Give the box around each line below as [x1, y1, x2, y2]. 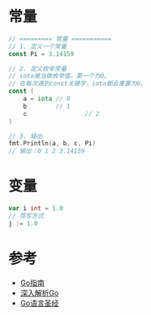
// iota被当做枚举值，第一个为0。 [8, 72, 110, 80]
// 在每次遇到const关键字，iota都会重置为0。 [8, 80, 147, 88]
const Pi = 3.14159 [8, 50, 75, 58]
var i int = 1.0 [8, 205, 63, 213]
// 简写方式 [8, 212, 45, 220]
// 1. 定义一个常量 [8, 42, 67, 50]
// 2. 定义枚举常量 [8, 64, 67, 73]
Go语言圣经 [19, 298, 59, 308]
